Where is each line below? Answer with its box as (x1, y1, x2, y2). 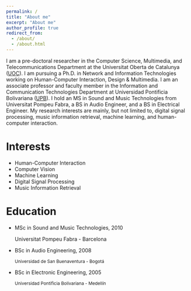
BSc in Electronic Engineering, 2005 (14, 269, 102, 276)
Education (6, 205, 57, 218)
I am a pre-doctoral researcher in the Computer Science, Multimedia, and (6, 57, 182, 64)
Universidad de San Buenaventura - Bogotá (14, 258, 105, 264)
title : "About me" (6, 14, 51, 20)
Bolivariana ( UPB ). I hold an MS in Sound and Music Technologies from (6, 94, 177, 101)
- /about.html (11, 42, 46, 47)
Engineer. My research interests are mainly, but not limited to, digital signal (6, 107, 185, 114)
